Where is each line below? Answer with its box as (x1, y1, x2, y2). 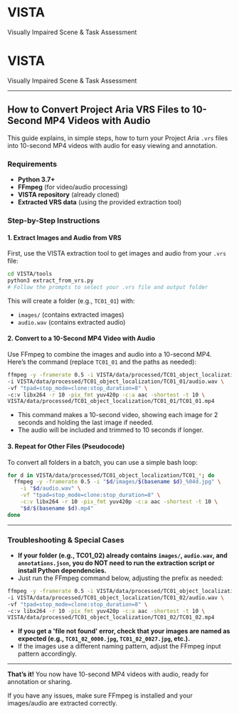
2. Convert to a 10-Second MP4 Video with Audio (7, 334, 155, 342)
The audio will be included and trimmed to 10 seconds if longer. (17, 426, 204, 434)
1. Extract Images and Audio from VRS (7, 233, 122, 242)
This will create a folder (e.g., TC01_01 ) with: (7, 296, 135, 305)
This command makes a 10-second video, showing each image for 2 (17, 411, 218, 419)
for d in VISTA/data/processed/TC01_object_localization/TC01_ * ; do (7, 471, 215, 479)
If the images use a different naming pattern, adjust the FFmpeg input (17, 642, 222, 651)
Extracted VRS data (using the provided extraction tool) (17, 197, 182, 206)
